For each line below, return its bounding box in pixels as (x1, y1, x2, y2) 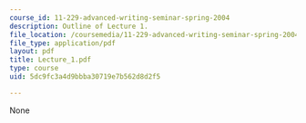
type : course (9, 64, 59, 73)
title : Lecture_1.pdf (9, 55, 92, 64)
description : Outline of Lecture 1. (9, 22, 148, 31)
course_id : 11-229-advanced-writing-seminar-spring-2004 (9, 13, 230, 23)
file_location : (9, 30, 67, 39)
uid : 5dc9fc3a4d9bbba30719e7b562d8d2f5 (9, 72, 161, 81)
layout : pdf (9, 47, 55, 56)
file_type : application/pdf (9, 38, 117, 48)
